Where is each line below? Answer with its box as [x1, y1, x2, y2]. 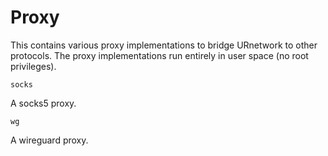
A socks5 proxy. [10, 97, 77, 109]
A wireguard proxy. [10, 134, 89, 146]
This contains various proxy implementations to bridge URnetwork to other [10, 39, 318, 51]
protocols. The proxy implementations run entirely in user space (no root [10, 49, 309, 61]
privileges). [10, 60, 57, 72]
